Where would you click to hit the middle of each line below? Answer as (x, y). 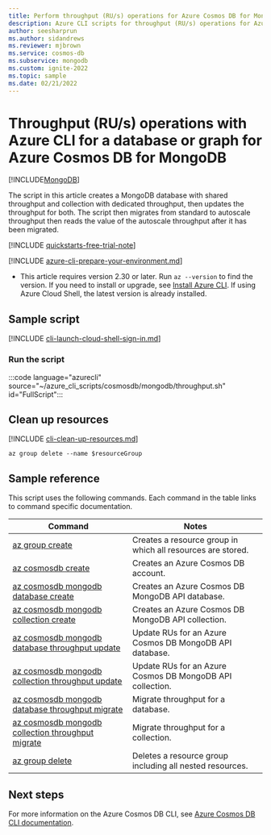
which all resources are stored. (190, 550)
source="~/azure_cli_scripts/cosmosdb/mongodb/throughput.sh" (117, 386)
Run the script (37, 360)
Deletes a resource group (180, 756)
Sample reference (54, 478)
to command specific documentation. (71, 507)
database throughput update (67, 648)
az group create (42, 545)
